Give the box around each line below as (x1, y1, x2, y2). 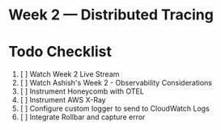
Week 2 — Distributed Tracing (8, 6, 215, 24)
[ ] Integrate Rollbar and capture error (19, 112, 146, 122)
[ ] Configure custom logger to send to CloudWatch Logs (19, 103, 210, 114)
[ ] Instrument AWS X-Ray (19, 95, 107, 105)
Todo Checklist (8, 43, 112, 61)
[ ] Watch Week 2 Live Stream (19, 69, 120, 79)
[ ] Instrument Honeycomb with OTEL (19, 86, 144, 96)
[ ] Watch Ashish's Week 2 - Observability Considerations (19, 78, 213, 88)
